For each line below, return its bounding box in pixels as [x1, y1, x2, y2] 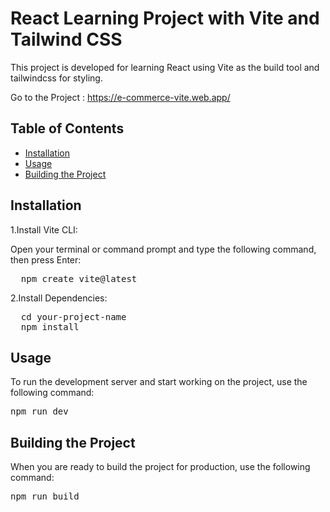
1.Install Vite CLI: [10, 223, 78, 236]
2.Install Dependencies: [10, 292, 108, 304]
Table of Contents [10, 120, 125, 137]
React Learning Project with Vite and [10, 7, 320, 30]
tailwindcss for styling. [10, 72, 103, 84]
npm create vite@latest [20, 273, 138, 284]
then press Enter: [10, 253, 82, 266]
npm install [20, 321, 80, 332]
